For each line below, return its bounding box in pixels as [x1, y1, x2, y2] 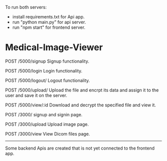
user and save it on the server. [5, 92, 68, 98]
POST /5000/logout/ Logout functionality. [5, 77, 90, 83]
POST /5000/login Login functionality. [5, 68, 83, 74]
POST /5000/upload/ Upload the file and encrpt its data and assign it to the [5, 87, 159, 93]
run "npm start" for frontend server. [12, 24, 85, 30]
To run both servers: [5, 4, 47, 10]
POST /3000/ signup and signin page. [5, 111, 83, 117]
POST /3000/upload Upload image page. [5, 121, 89, 127]
